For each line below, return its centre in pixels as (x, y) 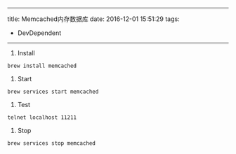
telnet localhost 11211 (42, 118)
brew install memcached (42, 66)
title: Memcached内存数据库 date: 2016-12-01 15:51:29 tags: (94, 19)
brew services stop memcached (52, 143)
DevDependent (39, 33)
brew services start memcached (53, 92)
